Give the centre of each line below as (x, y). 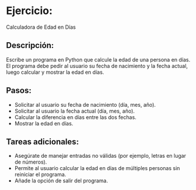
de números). (31, 162)
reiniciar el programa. (40, 175)
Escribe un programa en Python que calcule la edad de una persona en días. (98, 59)
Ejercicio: (29, 11)
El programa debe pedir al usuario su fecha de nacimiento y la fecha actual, (97, 66)
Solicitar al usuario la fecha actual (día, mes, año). (75, 111)
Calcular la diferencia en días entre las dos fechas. (75, 117)
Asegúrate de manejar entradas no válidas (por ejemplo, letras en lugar (100, 156)
